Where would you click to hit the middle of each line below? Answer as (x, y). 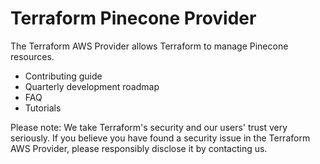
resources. (32, 56)
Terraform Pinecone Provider (133, 18)
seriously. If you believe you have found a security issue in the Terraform (160, 138)
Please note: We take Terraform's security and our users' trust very (149, 127)
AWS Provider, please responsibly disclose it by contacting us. (139, 148)
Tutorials (43, 108)
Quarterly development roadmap (92, 86)
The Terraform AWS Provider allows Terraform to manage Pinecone (149, 46)
